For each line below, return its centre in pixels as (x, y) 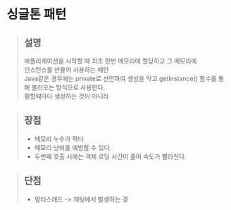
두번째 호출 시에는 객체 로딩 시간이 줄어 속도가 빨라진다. (111, 156)
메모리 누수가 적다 (59, 139)
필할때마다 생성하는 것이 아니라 (66, 96)
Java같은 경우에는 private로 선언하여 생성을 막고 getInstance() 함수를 (120, 79)
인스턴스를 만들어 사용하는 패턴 (66, 70)
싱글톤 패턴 (37, 14)
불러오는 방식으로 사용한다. (68, 87)
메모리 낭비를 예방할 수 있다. (73, 147)
